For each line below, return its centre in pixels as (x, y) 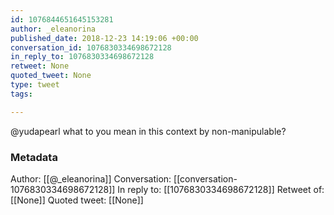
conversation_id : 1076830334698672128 (91, 47)
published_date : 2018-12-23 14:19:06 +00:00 (104, 38)
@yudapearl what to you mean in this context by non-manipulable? (148, 131)
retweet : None (40, 66)
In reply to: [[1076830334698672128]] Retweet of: (221, 189)
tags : (21, 94)
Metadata (34, 157)
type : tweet (35, 85)
